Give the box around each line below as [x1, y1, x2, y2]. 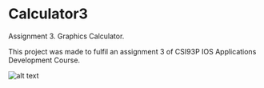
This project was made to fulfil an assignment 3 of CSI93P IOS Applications [8, 46, 257, 56]
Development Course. [8, 55, 81, 65]
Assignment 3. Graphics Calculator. [8, 31, 125, 41]
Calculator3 [8, 5, 88, 23]
